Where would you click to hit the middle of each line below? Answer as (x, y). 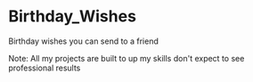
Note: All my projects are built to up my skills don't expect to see (126, 58)
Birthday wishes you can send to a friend (84, 41)
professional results (45, 68)
